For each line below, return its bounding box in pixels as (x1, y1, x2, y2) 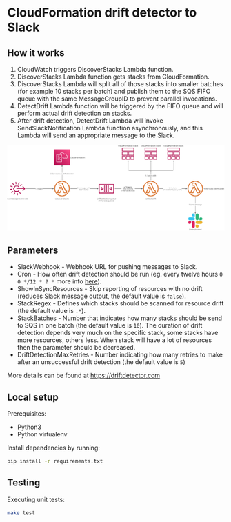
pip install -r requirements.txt (7, 457, 103, 465)
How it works (7, 47, 65, 59)
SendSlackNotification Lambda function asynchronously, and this (17, 124, 203, 132)
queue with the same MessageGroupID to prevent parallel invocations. (17, 94, 217, 103)
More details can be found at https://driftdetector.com (7, 371, 161, 380)
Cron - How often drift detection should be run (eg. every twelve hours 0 (17, 270, 223, 279)
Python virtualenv (17, 430, 68, 439)
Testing (7, 477, 41, 489)
